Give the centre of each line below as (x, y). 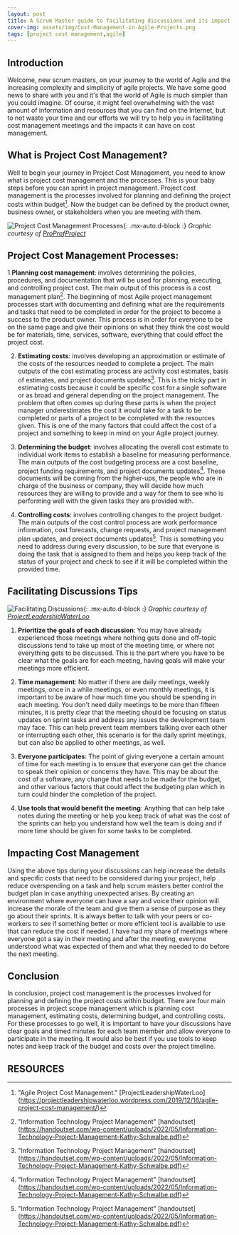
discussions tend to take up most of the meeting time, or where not (116, 645)
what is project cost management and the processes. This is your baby (111, 180)
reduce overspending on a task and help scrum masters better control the (116, 885)
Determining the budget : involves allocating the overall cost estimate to (123, 447)
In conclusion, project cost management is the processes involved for (110, 993)
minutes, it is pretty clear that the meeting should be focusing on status (122, 712)
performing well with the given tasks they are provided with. (106, 501)
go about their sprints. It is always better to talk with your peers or (104, 916)
